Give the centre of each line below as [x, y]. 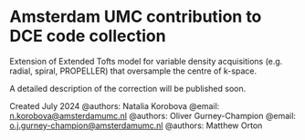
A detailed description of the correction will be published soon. [128, 88]
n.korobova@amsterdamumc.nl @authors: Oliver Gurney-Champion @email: [153, 115]
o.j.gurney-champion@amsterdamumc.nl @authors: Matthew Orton [136, 125]
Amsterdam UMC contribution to [136, 17]
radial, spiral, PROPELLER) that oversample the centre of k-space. [133, 71]
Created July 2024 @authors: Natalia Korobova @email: [115, 105]
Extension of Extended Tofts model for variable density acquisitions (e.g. [146, 61]
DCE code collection [88, 36]
